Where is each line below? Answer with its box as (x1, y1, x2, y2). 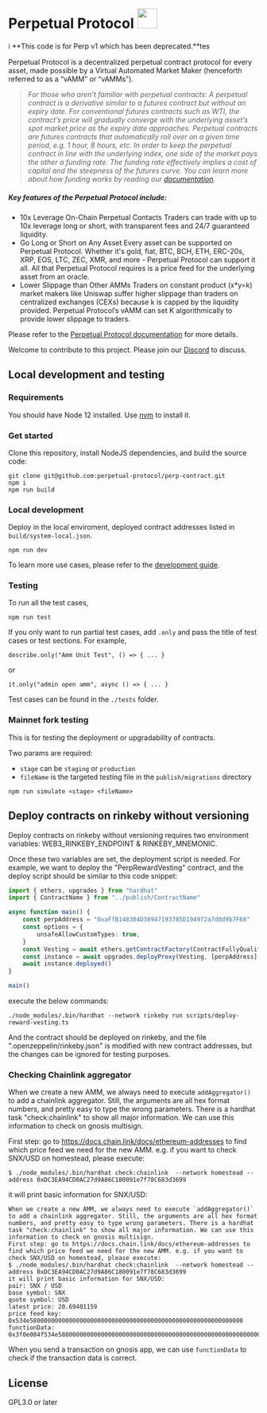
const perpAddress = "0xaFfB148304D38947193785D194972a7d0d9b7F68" (22, 916, 250, 924)
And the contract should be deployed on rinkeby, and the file (8, 1032, 207, 1043)
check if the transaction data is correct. (8, 1353, 137, 1363)
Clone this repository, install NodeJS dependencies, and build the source (8, 448, 247, 457)
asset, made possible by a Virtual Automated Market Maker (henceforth (8, 65, 242, 75)
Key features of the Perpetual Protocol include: (8, 192, 168, 202)
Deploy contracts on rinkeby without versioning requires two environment (8, 830, 249, 840)
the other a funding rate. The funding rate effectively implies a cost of (27, 157, 257, 166)
